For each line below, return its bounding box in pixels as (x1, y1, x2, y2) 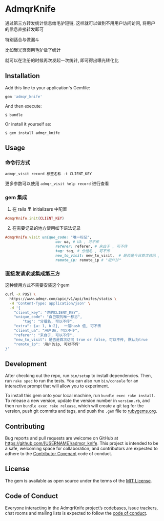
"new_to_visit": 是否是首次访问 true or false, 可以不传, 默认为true (14, 337, 148, 342)
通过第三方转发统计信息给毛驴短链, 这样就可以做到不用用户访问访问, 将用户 (5, 20, 155, 26)
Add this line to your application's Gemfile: (5, 84, 90, 91)
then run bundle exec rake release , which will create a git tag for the (5, 403, 144, 409)
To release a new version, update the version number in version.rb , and (5, 398, 150, 403)
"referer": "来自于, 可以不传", (14, 333, 75, 338)
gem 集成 (5, 194, 27, 201)
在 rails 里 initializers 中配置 (12, 206, 67, 212)
